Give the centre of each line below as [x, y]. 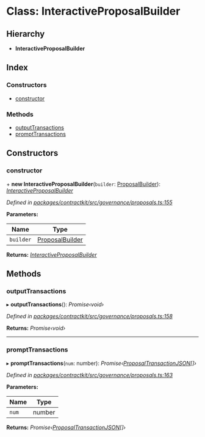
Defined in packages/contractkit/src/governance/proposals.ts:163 [89, 375]
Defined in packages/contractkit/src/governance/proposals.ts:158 [89, 317]
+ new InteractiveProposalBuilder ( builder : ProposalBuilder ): [83, 184]
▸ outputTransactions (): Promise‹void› [55, 304]
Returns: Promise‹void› [36, 328]
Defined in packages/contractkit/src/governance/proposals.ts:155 [89, 202]
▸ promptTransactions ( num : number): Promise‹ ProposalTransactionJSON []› [101, 363]
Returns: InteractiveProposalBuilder [52, 254]
